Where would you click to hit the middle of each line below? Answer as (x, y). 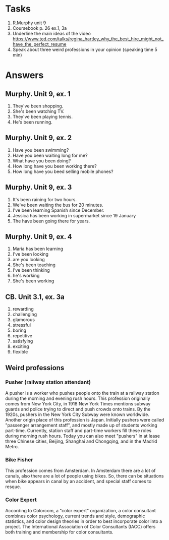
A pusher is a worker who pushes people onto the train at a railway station (82, 393)
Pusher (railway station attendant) (48, 382)
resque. (13, 487)
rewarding (23, 309)
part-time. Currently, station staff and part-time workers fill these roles (78, 430)
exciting (21, 346)
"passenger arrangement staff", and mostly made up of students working (81, 425)
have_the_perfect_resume (39, 44)
